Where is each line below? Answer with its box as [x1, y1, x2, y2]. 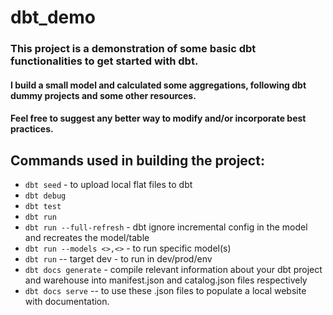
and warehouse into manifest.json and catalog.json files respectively [24, 274, 308, 286]
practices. [10, 123, 54, 135]
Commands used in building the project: [10, 152, 265, 169]
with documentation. [24, 296, 110, 308]
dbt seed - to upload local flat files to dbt [24, 179, 193, 191]
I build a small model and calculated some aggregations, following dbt [10, 79, 307, 91]
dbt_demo [10, 6, 96, 29]
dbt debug [24, 191, 67, 201]
